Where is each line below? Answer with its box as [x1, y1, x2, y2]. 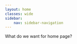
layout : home [5, 7, 31, 12]
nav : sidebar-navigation [13, 20, 64, 25]
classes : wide [5, 11, 34, 16]
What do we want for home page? [5, 33, 72, 39]
